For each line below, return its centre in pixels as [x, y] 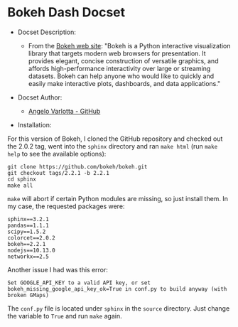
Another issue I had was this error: [58, 269]
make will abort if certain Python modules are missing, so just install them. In [118, 198]
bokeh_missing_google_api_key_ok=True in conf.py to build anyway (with [117, 289]
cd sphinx [22, 179]
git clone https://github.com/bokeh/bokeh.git [77, 167]
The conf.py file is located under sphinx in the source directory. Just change [119, 308]
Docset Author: [40, 97]
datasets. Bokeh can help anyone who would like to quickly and [121, 76]
